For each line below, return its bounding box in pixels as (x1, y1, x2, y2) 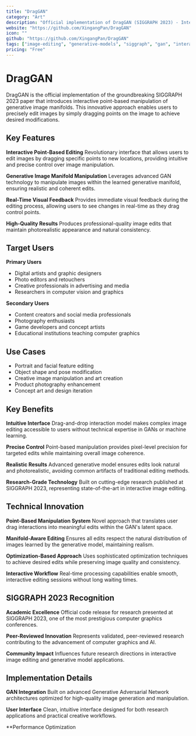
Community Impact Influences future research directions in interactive (6, 650, 177, 657)
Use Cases (6, 346, 46, 357)
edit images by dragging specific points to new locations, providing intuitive (6, 154, 188, 161)
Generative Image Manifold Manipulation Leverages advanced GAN (6, 172, 171, 179)
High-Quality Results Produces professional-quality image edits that (6, 220, 172, 227)
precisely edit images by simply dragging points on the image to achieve (6, 109, 180, 117)
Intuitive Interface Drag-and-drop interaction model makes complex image (6, 419, 187, 427)
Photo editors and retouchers (14, 276, 85, 283)
